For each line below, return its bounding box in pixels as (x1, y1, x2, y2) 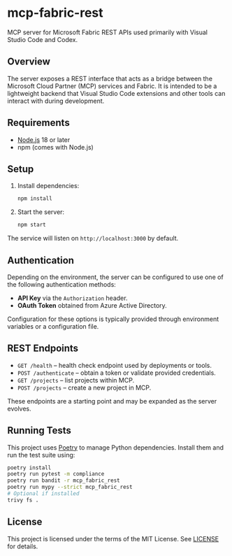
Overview (7, 56, 51, 68)
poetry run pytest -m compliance (7, 471, 105, 478)
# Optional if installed (7, 490, 80, 497)
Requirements (7, 117, 70, 129)
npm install (17, 195, 52, 202)
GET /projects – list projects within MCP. (17, 376, 135, 384)
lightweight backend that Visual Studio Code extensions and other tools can (7, 89, 226, 97)
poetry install (7, 464, 52, 471)
